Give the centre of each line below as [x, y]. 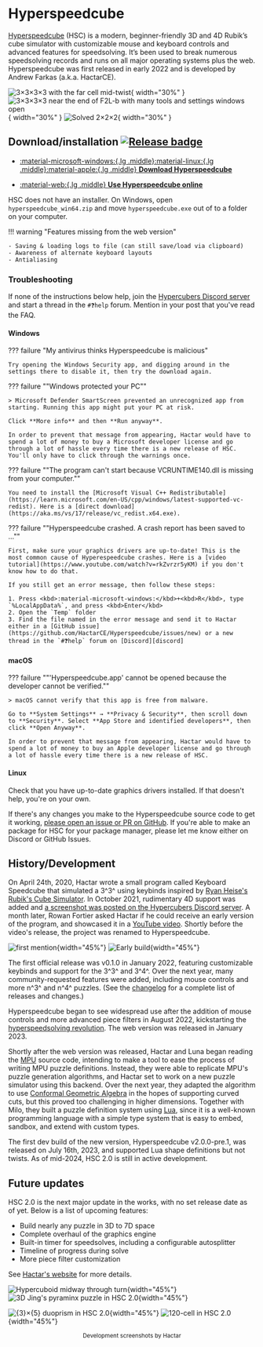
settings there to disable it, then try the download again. [110, 372]
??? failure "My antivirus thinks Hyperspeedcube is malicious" [108, 351]
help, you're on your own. [49, 798]
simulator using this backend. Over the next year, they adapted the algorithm [132, 1085]
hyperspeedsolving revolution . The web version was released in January [126, 1028]
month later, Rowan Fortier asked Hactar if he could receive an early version [131, 916]
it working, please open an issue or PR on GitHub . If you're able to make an [130, 822]
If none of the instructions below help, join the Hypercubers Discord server [129, 297]
